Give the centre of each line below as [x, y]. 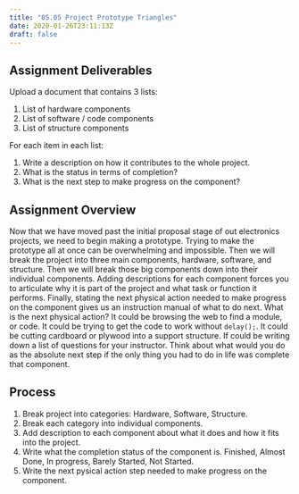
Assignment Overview [73, 209]
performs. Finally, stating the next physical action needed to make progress [148, 297]
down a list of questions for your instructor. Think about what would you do [147, 345]
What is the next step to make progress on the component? [131, 182]
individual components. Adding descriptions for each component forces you [149, 279]
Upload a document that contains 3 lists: [83, 92]
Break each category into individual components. [112, 423]
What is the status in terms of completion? [100, 172]
